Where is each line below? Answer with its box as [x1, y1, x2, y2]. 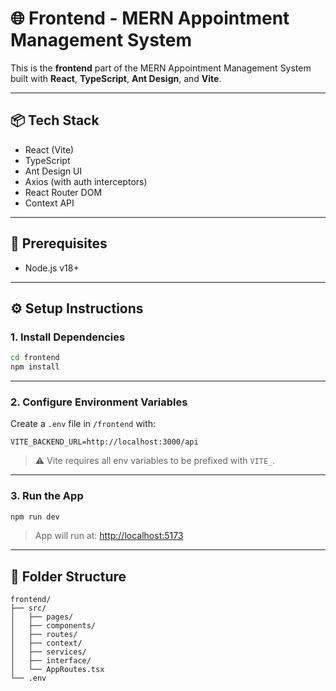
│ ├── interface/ [10, 656, 92, 666]
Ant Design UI [24, 165, 83, 177]
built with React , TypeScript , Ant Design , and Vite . [10, 72, 222, 84]
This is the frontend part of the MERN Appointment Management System [10, 62, 312, 74]
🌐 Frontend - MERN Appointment [10, 7, 290, 30]
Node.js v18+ [24, 262, 80, 274]
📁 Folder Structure [10, 568, 127, 585]
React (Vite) [24, 143, 75, 156]
